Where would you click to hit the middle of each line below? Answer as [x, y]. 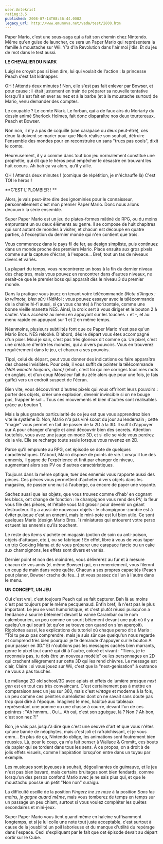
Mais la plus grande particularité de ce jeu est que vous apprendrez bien [78, 414]
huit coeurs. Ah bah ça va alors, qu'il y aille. [49, 166]
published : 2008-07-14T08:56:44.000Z [43, 18]
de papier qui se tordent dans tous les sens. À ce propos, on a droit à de [77, 747]
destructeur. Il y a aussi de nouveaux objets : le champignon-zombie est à [79, 510]
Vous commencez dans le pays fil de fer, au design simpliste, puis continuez [81, 244]
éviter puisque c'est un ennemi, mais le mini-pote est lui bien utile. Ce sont [80, 515]
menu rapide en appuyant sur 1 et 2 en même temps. [58, 320]
